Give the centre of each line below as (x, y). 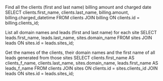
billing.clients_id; (22, 23)
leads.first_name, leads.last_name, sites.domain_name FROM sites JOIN (79, 38)
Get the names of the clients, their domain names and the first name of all (80, 52)
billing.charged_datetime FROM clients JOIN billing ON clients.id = (73, 18)
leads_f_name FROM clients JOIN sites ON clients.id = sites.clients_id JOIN (81, 68)
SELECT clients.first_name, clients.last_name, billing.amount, (67, 12)
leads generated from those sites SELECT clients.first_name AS (70, 58)
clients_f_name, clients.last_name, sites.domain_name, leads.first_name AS (82, 63)
